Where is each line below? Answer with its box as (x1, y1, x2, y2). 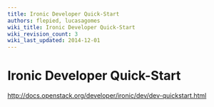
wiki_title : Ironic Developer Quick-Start (7, 24, 136, 31)
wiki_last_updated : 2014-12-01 (7, 37, 101, 44)
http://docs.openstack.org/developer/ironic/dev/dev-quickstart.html (7, 91, 207, 100)
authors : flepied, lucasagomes (7, 17, 101, 24)
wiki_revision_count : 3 (7, 30, 78, 38)
